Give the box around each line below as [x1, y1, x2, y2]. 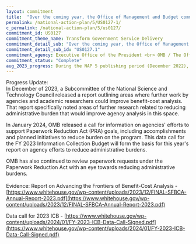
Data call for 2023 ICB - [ [6, 212, 66, 219]
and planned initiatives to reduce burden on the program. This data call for [6, 134, 185, 141]
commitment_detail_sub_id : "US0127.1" [6, 47, 100, 53]
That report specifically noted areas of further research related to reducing [6, 104, 186, 111]
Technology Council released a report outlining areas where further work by [6, 91, 188, 98]
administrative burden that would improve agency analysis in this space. [6, 110, 180, 117]
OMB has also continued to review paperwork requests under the [6, 157, 163, 164]
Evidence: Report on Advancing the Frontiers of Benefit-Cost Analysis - [6, 183, 178, 190]
